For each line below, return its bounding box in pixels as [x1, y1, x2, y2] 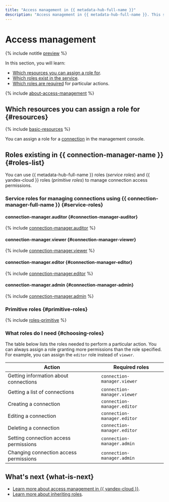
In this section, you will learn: [5, 60, 65, 66]
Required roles [113, 364, 149, 371]
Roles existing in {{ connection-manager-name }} [5, 151, 164, 159]
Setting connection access [8, 435, 71, 442]
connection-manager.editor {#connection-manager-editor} [5, 259, 133, 265]
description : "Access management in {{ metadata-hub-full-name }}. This [5, 12, 161, 17]
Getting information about [8, 372, 69, 379]
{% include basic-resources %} [5, 126, 70, 132]
